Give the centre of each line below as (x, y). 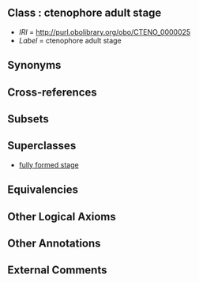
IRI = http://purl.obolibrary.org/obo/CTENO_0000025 (105, 32)
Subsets (28, 119)
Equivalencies (43, 190)
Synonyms (34, 65)
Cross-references (53, 92)
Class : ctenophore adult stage (84, 13)
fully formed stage (49, 164)
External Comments (57, 271)
